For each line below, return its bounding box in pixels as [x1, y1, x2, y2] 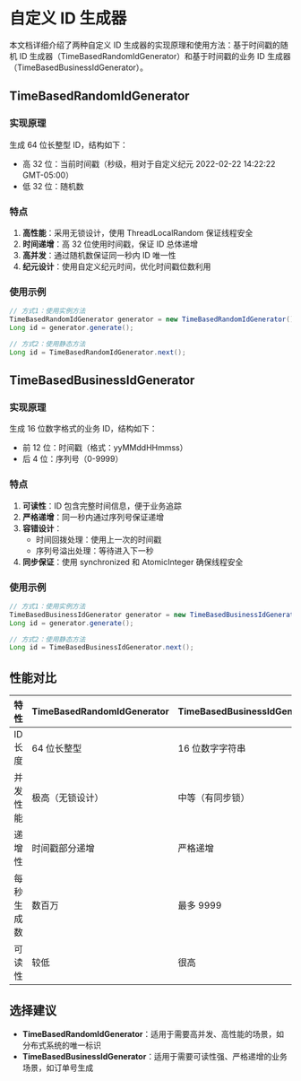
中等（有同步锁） [177, 791, 251, 804]
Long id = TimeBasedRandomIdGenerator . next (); [9, 347, 186, 357]
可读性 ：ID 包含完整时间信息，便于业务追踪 [21, 500, 182, 511]
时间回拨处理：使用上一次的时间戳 [35, 534, 162, 545]
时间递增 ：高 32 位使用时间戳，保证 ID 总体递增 [21, 239, 199, 249]
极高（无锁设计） [31, 791, 105, 804]
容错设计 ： [21, 522, 63, 534]
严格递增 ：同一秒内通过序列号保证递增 [21, 511, 164, 522]
